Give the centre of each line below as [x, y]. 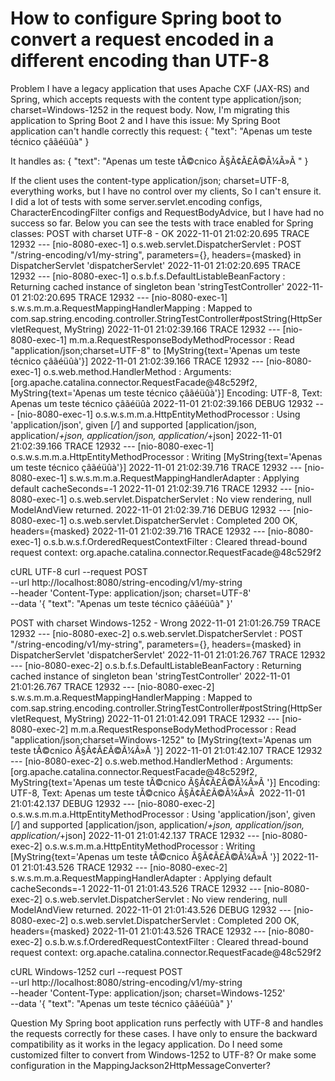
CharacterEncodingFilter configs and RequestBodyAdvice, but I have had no [167, 212]
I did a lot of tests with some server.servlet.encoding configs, [136, 201]
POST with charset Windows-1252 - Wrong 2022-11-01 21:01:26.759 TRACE [166, 623]
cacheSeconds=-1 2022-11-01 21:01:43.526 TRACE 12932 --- [136, 888]
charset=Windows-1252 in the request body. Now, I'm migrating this [150, 109]
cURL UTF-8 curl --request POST [79, 571]
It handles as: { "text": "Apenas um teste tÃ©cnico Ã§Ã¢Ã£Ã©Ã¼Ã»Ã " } [159, 161]
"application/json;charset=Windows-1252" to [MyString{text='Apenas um [161, 739]
